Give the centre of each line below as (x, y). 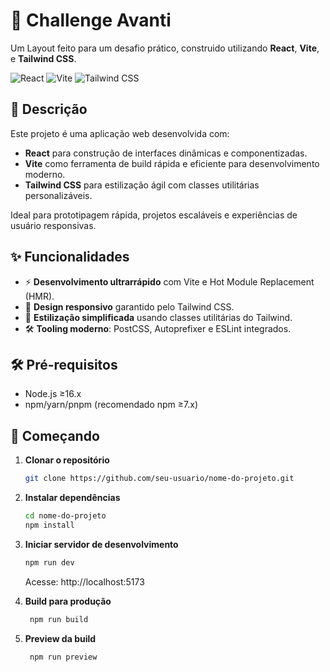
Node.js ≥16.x (53, 394)
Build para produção (68, 601)
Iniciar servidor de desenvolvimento (101, 544)
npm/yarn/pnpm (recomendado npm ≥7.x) (111, 405)
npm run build (59, 619)
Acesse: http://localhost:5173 (84, 581)
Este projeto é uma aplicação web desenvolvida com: (120, 133)
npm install (49, 525)
